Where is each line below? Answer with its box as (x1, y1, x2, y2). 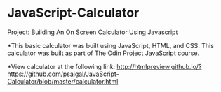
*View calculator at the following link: (7, 62, 116, 70)
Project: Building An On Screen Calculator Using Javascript (7, 28, 178, 36)
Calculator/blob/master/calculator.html (7, 77, 119, 85)
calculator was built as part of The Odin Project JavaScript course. (7, 49, 200, 57)
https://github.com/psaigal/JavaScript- (7, 70, 119, 78)
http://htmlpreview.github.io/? (116, 62, 202, 70)
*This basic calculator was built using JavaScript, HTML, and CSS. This (7, 41, 214, 49)
